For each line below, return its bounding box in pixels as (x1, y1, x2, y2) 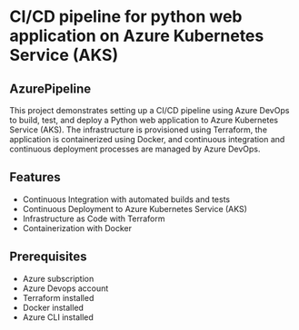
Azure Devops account (22, 283, 109, 294)
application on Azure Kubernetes (9, 25, 264, 46)
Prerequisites (9, 249, 87, 265)
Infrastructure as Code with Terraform (22, 213, 165, 224)
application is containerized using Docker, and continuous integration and (9, 134, 285, 144)
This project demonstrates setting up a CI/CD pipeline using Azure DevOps (9, 105, 290, 115)
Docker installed (22, 302, 85, 313)
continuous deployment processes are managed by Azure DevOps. (9, 143, 261, 154)
